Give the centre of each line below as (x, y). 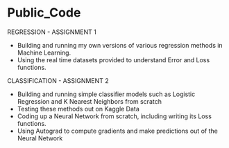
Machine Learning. (44, 53)
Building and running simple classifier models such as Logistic (106, 94)
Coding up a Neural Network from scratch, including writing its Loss (114, 116)
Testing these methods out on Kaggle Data (78, 109)
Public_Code (44, 13)
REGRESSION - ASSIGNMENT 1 (52, 32)
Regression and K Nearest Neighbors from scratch (89, 101)
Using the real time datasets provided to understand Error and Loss (113, 59)
